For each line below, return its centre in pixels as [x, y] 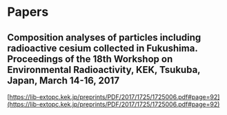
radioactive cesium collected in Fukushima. [102, 48]
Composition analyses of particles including [104, 38]
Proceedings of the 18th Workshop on [90, 59]
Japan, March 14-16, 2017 [63, 80]
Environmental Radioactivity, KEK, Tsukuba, [104, 70]
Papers [28, 12]
